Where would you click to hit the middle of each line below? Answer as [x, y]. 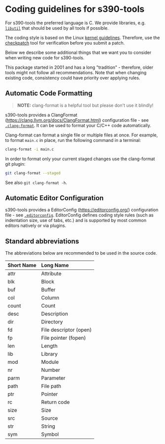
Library [49, 354]
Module [50, 362]
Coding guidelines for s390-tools [75, 9]
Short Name [22, 266]
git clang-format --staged [33, 173]
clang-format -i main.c [30, 149]
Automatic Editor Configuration [54, 198]
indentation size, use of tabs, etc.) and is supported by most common [76, 221]
